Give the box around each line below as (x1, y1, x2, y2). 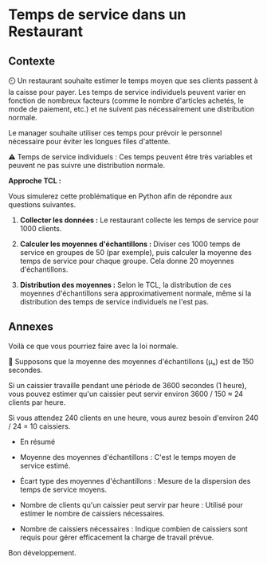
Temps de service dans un (8, 6, 187, 24)
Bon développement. (8, 547, 77, 557)
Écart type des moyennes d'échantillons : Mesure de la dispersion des (19, 476, 251, 485)
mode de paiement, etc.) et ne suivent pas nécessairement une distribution (8, 104, 255, 113)
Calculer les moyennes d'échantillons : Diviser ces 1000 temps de (19, 239, 241, 249)
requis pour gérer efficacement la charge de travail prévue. (19, 532, 214, 542)
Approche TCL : (8, 176, 61, 185)
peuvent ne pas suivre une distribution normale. (8, 161, 166, 170)
